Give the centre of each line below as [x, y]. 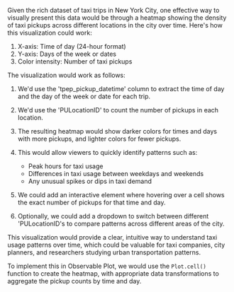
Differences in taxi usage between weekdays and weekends [116, 174]
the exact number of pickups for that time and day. [91, 202]
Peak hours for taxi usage [66, 166]
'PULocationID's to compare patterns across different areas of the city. [121, 223]
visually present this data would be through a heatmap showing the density [117, 18]
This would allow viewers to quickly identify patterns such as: [107, 152]
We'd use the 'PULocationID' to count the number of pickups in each [118, 110]
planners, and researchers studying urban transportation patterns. [104, 252]
